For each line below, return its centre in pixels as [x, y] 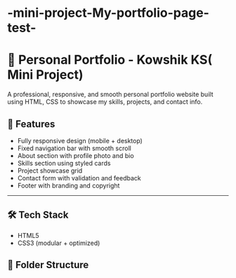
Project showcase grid [50, 171]
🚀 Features [31, 124]
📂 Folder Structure [48, 265]
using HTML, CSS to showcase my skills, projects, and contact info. [105, 102]
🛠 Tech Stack [38, 215]
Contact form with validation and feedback [79, 178]
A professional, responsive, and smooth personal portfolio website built [110, 94]
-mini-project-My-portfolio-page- [108, 13]
